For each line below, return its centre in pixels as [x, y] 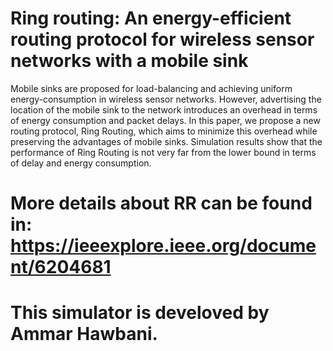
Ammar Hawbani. [84, 334]
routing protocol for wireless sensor [162, 39]
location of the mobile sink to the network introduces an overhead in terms [164, 109]
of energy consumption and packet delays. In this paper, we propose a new [165, 120]
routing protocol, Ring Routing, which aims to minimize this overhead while [164, 131]
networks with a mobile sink [129, 61]
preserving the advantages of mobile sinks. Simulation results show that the [166, 141]
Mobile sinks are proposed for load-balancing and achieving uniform [151, 88]
